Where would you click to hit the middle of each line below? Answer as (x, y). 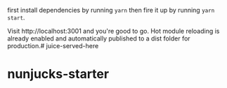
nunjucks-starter (58, 74)
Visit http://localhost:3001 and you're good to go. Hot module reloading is (113, 31)
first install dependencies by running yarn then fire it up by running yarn (111, 10)
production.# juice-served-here (53, 46)
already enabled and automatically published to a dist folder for (99, 38)
